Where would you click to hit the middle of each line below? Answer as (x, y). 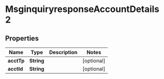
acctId (15, 69)
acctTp (16, 61)
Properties (22, 38)
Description (63, 52)
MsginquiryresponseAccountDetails (82, 9)
